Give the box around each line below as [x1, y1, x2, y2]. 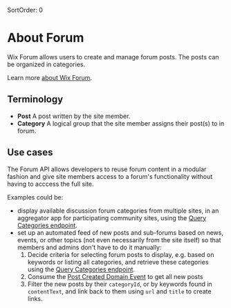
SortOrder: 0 [7, 6, 43, 14]
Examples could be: [7, 193, 64, 201]
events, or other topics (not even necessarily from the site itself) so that [17, 235, 221, 244]
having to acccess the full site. [7, 180, 95, 188]
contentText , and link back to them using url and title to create [27, 287, 212, 296]
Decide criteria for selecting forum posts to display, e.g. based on [27, 250, 214, 258]
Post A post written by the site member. [17, 112, 131, 120]
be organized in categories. [7, 60, 85, 68]
